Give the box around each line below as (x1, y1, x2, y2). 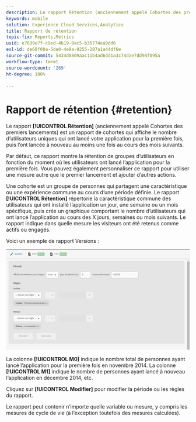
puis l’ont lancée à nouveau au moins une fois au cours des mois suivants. (6, 141, 184, 149)
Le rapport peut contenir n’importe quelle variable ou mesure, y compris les (6, 403, 188, 410)
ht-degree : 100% (6, 71, 45, 77)
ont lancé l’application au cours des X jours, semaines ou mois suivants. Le (6, 214, 186, 221)
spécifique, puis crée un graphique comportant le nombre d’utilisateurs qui (6, 208, 185, 215)
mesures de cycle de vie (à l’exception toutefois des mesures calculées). (6, 410, 181, 417)
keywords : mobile (6, 15, 48, 22)
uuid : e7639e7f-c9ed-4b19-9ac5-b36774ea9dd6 (6, 40, 116, 46)
